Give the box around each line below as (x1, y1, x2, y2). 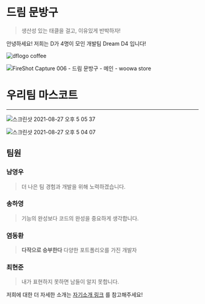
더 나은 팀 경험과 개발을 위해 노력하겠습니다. (21, 183, 126, 190)
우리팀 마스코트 (6, 89, 78, 103)
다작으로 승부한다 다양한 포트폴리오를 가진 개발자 (21, 247, 137, 254)
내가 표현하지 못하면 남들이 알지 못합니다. (21, 278, 120, 286)
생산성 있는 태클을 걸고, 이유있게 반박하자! (21, 27, 121, 34)
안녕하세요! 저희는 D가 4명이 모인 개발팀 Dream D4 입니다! (6, 40, 146, 47)
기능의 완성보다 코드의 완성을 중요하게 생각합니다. (21, 214, 139, 222)
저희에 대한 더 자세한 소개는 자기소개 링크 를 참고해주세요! (6, 291, 143, 299)
